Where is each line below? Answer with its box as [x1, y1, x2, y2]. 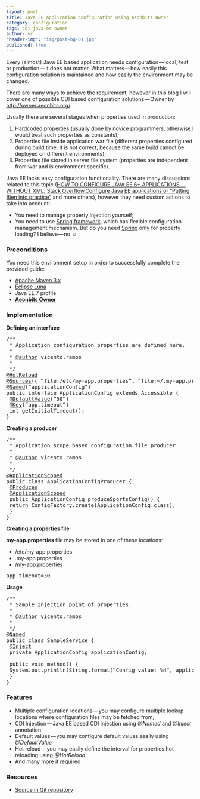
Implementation [6, 311, 54, 319]
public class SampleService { [6, 637, 95, 644]
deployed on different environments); [14, 150, 107, 157]
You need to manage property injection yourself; [14, 211, 134, 219]
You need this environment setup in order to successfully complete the [6, 259, 180, 266]
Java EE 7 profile [14, 290, 57, 297]
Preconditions [6, 245, 48, 254]
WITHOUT [6, 187, 32, 194]
